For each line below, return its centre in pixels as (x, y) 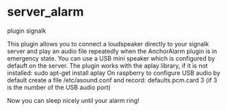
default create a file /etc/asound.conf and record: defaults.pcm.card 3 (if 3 (112, 80)
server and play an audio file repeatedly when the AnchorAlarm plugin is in (112, 51)
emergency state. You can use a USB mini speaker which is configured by (111, 58)
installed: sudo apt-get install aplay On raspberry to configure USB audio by (114, 73)
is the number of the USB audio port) (59, 87)
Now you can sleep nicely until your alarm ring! (74, 100)
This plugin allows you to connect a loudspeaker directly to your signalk (108, 44)
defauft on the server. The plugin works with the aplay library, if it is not (108, 65)
